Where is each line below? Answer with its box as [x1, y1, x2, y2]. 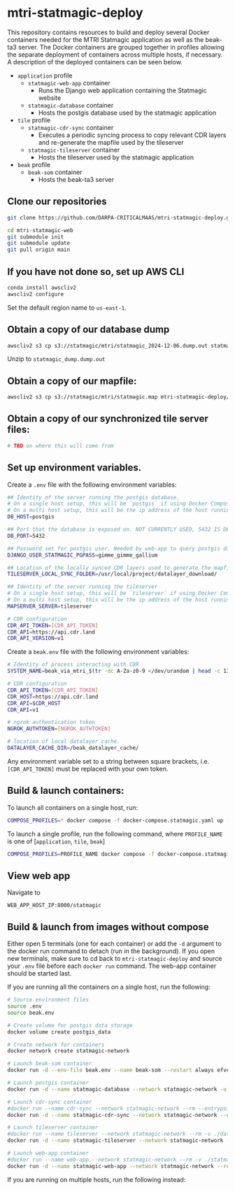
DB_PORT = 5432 [7, 532, 45, 539]
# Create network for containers [7, 1041, 105, 1048]
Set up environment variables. [7, 462, 142, 473]
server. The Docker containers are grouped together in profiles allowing [18, 43, 225, 51]
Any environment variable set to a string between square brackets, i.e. [7, 757, 210, 765]
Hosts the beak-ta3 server [38, 175, 114, 183]
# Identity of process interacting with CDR [7, 661, 139, 669]
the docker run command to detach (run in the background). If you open [7, 947, 215, 955]
